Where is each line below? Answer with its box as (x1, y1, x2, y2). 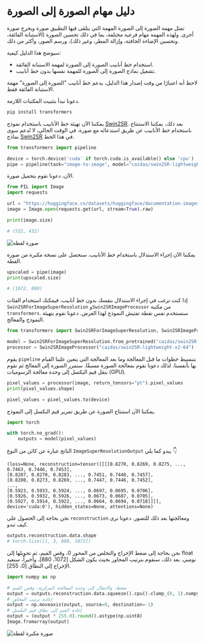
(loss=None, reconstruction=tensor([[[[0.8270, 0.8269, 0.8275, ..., (7, 461, 186, 468)
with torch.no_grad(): (7, 430, 64, 437)
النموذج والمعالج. (7, 316, 45, 323)
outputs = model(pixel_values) (18, 436, 97, 442)
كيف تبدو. (7, 521, 28, 528)
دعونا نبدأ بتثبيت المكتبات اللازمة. (7, 97, 80, 104)
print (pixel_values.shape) (7, 386, 75, 392)
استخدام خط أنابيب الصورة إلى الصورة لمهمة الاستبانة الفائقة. (15, 61, 154, 68)
